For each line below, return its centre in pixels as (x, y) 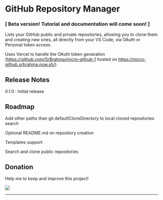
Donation (19, 167)
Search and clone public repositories (42, 152)
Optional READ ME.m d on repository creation (49, 133)
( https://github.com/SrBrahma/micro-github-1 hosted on (61, 60)
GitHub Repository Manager (63, 9)
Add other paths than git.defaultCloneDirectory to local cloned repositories (80, 118)
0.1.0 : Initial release (25, 92)
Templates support (24, 142)
